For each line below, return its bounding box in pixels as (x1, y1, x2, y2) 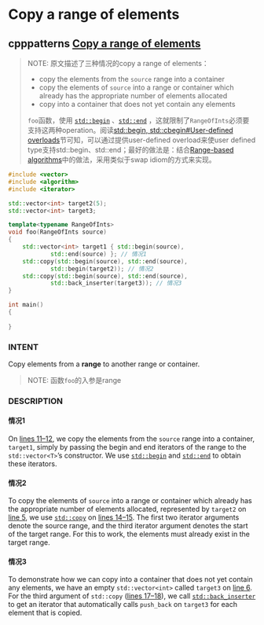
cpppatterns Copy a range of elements (8, 37, 201, 50)
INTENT (8, 341, 39, 352)
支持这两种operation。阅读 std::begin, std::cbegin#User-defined (27, 126, 233, 134)
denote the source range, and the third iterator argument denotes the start (8, 521, 249, 531)
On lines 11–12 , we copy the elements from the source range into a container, (8, 434, 255, 443)
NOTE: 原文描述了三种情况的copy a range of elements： (27, 59, 210, 68)
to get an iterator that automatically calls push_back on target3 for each (8, 600, 238, 609)
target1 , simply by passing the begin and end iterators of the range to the (8, 443, 247, 452)
